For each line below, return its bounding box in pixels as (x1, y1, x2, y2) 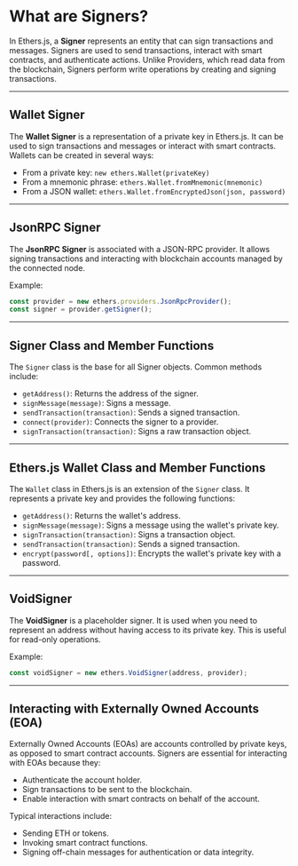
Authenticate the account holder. (21, 775, 143, 785)
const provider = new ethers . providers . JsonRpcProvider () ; (9, 297, 232, 306)
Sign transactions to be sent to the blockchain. (21, 784, 192, 795)
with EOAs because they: (9, 758, 101, 768)
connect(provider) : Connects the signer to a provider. (21, 417, 219, 427)
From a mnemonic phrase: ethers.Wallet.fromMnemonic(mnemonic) (21, 176, 263, 187)
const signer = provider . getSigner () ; (9, 305, 153, 314)
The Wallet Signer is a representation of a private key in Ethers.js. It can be (9, 131, 284, 141)
